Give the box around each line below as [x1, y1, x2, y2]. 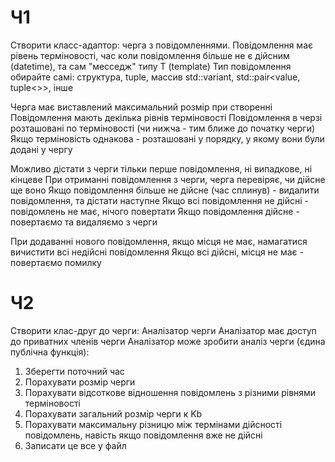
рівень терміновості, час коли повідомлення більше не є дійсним [10, 49, 290, 61]
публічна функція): [10, 346, 90, 358]
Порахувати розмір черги [24, 376, 136, 388]
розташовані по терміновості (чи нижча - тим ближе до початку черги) [10, 122, 316, 134]
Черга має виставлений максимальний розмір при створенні [10, 101, 273, 113]
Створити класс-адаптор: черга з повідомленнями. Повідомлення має [10, 39, 313, 51]
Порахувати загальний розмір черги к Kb [24, 407, 203, 420]
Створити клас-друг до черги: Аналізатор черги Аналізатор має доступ [10, 324, 317, 336]
